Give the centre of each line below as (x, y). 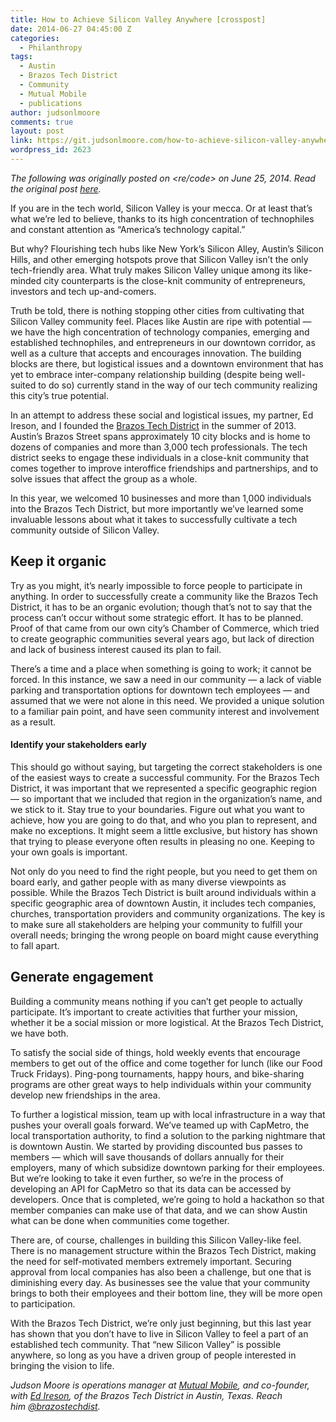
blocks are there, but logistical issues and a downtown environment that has (167, 363)
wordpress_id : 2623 (51, 150)
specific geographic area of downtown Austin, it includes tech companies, (163, 903)
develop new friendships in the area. (85, 1095)
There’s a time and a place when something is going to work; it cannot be (161, 668)
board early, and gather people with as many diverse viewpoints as (148, 882)
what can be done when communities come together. (120, 1220)
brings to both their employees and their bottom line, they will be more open (166, 1293)
